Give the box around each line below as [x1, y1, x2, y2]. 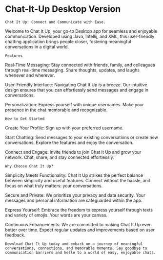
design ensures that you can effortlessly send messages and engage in [5, 87, 149, 93]
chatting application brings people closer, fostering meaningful [5, 38, 131, 45]
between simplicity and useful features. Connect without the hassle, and [5, 177, 151, 183]
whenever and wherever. [5, 72, 55, 78]
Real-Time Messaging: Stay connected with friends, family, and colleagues [5, 62, 155, 68]
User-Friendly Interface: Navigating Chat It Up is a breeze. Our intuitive [5, 82, 147, 88]
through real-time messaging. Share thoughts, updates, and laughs [5, 67, 140, 73]
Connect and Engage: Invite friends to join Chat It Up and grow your [5, 149, 142, 155]
